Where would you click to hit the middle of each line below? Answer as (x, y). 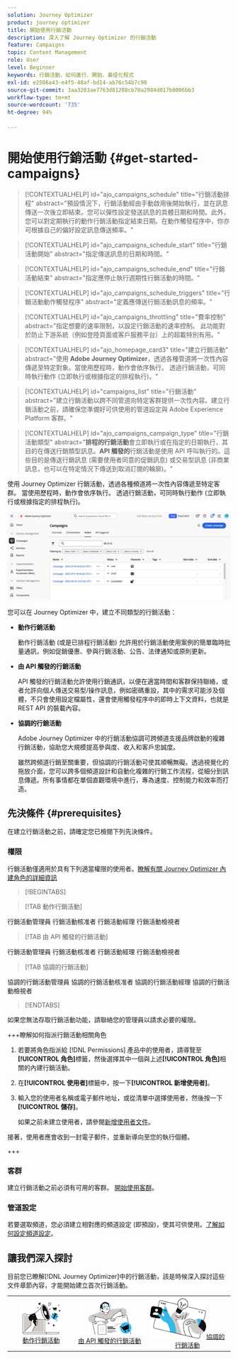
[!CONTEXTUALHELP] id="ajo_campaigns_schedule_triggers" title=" (124, 293)
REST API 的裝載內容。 (51, 708)
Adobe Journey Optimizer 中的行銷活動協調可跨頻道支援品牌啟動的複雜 (121, 738)
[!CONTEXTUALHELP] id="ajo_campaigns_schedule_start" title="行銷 (126, 244)
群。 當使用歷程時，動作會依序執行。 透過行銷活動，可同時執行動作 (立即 (113, 492)
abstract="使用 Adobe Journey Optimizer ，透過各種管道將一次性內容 (126, 358)
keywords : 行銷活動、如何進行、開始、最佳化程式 (71, 75)
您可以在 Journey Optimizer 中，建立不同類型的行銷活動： (92, 612)
